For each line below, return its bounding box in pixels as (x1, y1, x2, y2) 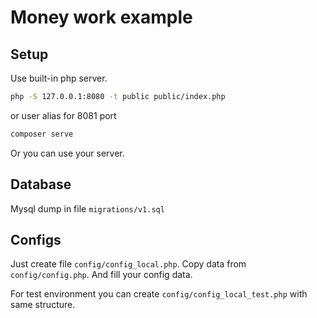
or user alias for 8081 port (10, 109, 117, 121)
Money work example (10, 6, 193, 29)
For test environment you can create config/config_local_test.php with (10, 288, 308, 300)
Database (10, 176, 72, 193)
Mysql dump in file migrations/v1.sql (10, 202, 165, 215)
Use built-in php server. (10, 72, 108, 84)
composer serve (10, 129, 74, 139)
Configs (10, 231, 62, 248)
